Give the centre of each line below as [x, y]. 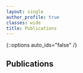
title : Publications [32, 28]
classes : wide [24, 23]
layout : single [25, 12]
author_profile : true [33, 17]
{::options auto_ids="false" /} [41, 45]
